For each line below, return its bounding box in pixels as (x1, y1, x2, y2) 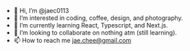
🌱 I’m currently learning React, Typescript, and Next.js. (13, 21, 168, 29)
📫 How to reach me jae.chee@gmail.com (13, 37, 132, 44)
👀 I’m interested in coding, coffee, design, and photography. (13, 14, 183, 22)
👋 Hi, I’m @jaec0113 (13, 7, 69, 14)
